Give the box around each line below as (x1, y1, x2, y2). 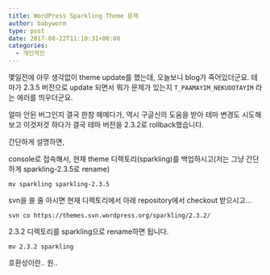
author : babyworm (8, 19, 67, 27)
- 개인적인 (15, 49, 46, 57)
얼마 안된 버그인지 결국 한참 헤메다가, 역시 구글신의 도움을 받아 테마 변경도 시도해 (8, 110, 262, 119)
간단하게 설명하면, (8, 137, 65, 146)
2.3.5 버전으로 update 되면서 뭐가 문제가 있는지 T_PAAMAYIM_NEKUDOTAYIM (23, 82, 254, 92)
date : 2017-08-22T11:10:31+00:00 (8, 34, 121, 43)
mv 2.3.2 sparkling (8, 243, 74, 251)
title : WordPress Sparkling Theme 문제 (8, 11, 139, 20)
